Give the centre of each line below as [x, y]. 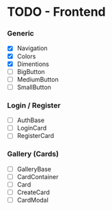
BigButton [31, 71]
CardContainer [38, 176]
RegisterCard [36, 136]
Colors [26, 56]
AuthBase [31, 120]
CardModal [33, 200]
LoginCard [32, 128]
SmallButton [34, 87]
